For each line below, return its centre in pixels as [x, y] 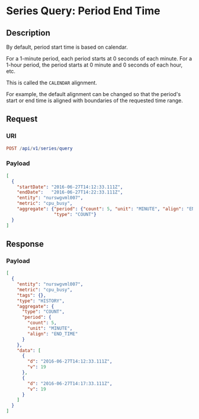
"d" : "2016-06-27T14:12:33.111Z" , [70, 361]
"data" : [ [29, 350]
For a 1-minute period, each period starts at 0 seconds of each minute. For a [99, 58]
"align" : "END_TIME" [53, 334]
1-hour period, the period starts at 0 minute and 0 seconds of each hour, [94, 65]
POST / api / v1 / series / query [39, 148]
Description [28, 33]
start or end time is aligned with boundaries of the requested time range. [95, 100]
